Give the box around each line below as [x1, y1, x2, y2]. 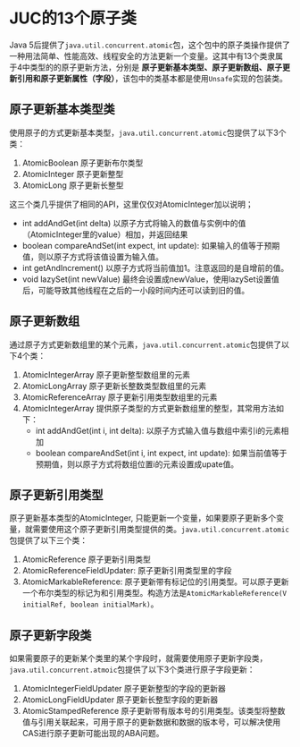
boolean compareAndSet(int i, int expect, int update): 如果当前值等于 [35, 447, 287, 458]
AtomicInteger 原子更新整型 [21, 168, 124, 179]
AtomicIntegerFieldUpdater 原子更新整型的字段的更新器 [21, 683, 226, 694]
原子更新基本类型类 [9, 102, 115, 117]
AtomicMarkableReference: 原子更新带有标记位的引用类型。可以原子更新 [21, 576, 289, 587]
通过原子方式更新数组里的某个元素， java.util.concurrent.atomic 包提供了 [9, 339, 282, 350]
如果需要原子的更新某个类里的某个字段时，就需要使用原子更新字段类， [9, 653, 268, 664]
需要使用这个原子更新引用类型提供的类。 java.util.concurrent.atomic [32, 524, 290, 535]
